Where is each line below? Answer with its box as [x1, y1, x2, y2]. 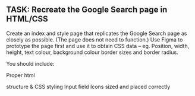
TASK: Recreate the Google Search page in [6, 5, 168, 15]
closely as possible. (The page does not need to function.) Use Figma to [6, 36, 183, 43]
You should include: [6, 60, 55, 67]
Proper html [6, 71, 35, 79]
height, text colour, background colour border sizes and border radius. [6, 49, 178, 56]
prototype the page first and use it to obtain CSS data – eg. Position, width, [6, 42, 190, 49]
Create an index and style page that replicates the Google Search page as [6, 30, 187, 37]
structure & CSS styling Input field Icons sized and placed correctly [6, 83, 171, 90]
